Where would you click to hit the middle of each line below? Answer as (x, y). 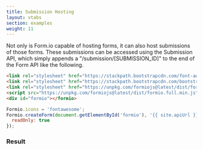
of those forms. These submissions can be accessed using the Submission (100, 52)
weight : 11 (20, 29)
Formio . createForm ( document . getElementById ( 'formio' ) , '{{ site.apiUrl (98, 115)
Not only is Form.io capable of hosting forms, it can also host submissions (98, 46)
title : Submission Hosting (40, 12)
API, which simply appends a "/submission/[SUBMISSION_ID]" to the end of (101, 58)
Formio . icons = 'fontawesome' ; (46, 109)
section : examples (29, 23)
